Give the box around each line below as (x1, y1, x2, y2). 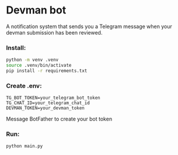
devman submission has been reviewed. (6, 29, 103, 36)
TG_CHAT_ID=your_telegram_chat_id (6, 100, 90, 106)
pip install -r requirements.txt (6, 68, 88, 74)
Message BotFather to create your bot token (6, 115, 113, 123)
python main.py (6, 143, 43, 149)
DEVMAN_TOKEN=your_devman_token (6, 105, 85, 111)
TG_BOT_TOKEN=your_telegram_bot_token (6, 95, 100, 101)
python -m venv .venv (6, 57, 59, 63)
